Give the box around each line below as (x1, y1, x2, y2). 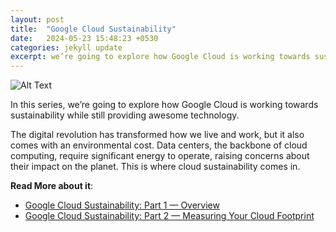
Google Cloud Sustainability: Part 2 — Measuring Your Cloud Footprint (24, 210, 315, 222)
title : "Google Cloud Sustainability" (10, 24, 177, 34)
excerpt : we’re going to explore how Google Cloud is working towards (10, 52, 311, 62)
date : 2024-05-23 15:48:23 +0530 (10, 33, 159, 43)
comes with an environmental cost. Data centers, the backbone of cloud (10, 139, 308, 151)
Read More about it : (10, 180, 94, 192)
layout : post (10, 14, 65, 25)
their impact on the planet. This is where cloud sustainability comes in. (10, 161, 301, 173)
